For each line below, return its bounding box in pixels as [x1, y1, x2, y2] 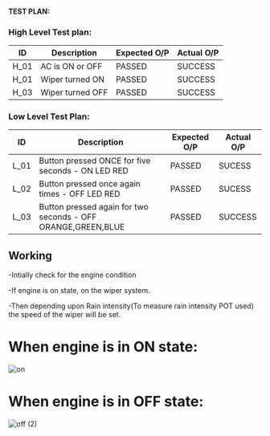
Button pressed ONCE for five [39, 155, 151, 166]
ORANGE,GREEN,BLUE [39, 222, 125, 233]
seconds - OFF [39, 211, 97, 222]
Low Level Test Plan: [8, 111, 90, 122]
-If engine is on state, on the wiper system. [8, 286, 150, 295]
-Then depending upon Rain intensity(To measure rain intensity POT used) [8, 301, 255, 311]
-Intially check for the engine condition [8, 270, 137, 279]
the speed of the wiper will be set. [8, 310, 121, 319]
